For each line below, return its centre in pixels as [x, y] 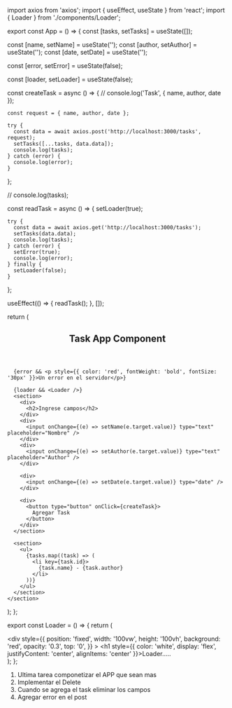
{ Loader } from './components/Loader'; [64, 18]
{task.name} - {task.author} [81, 568]
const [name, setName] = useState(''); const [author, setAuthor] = [102, 45]
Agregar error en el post [52, 697]
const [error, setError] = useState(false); [65, 66]
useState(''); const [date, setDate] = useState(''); [78, 52]
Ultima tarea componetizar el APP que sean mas [87, 675]
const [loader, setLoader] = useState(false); [70, 79]
